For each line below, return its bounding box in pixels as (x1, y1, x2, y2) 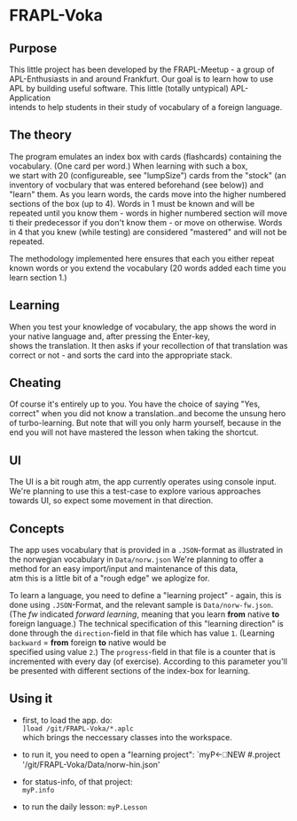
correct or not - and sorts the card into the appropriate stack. (9, 350, 233, 360)
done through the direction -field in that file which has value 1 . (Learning (9, 628, 275, 639)
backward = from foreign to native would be (9, 637, 167, 648)
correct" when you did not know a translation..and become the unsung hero (9, 408, 286, 419)
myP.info (21, 785, 55, 794)
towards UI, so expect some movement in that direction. (9, 495, 214, 506)
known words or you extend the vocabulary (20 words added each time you (9, 263, 286, 273)
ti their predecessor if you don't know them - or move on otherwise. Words (9, 217, 283, 227)
